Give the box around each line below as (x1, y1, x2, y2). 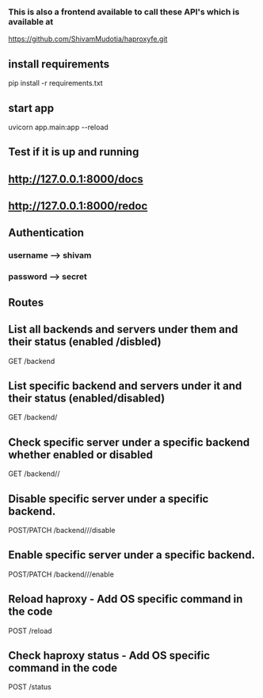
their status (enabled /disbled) (8, 336, 162, 349)
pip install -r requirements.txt (8, 79, 103, 88)
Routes (8, 296, 44, 309)
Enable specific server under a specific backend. (8, 548, 256, 562)
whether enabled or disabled (8, 447, 153, 462)
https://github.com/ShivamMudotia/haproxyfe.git (8, 34, 168, 44)
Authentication (8, 226, 85, 240)
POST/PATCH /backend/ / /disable (8, 525, 116, 535)
